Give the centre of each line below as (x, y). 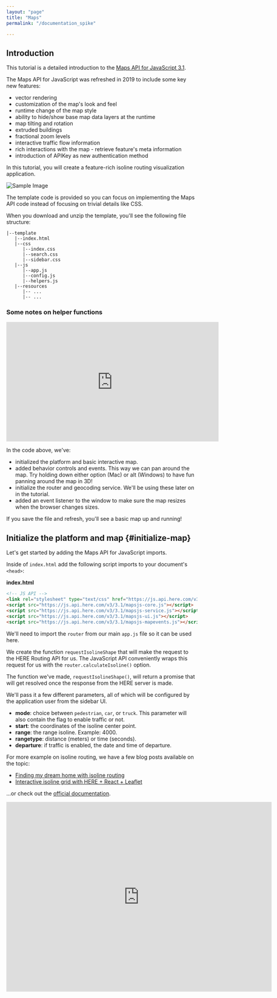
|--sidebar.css (42, 260)
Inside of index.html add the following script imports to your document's (97, 565)
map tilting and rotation (44, 124)
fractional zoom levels (43, 137)
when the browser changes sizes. (57, 507)
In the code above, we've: (38, 450)
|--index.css (39, 249)
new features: (23, 86)
